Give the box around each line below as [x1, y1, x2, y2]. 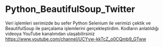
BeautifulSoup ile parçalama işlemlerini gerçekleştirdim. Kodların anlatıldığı [5, 25, 159, 31]
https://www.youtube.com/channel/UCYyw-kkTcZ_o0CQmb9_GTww [5, 36, 146, 42]
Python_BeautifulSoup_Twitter [5, 3, 135, 15]
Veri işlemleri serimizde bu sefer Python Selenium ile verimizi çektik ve [5, 20, 151, 26]
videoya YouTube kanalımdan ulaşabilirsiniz [5, 30, 95, 36]
